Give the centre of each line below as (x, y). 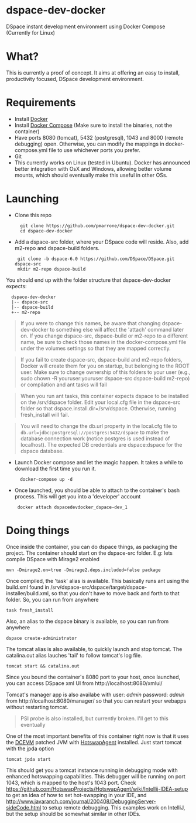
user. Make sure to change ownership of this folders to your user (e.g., (105, 372)
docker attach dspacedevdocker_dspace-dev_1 (72, 507)
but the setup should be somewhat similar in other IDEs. (73, 814)
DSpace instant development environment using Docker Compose (86, 26)
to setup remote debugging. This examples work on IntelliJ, (114, 807)
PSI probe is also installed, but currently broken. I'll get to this (94, 718)
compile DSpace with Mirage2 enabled (53, 559)
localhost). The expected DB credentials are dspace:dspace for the (101, 444)
